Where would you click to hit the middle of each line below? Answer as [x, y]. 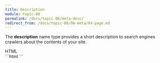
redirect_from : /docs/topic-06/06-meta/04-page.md [58, 23]
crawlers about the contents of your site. [46, 42]
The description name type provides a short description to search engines [80, 37]
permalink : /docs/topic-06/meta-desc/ [44, 18]
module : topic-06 [23, 14]
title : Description [25, 9]
